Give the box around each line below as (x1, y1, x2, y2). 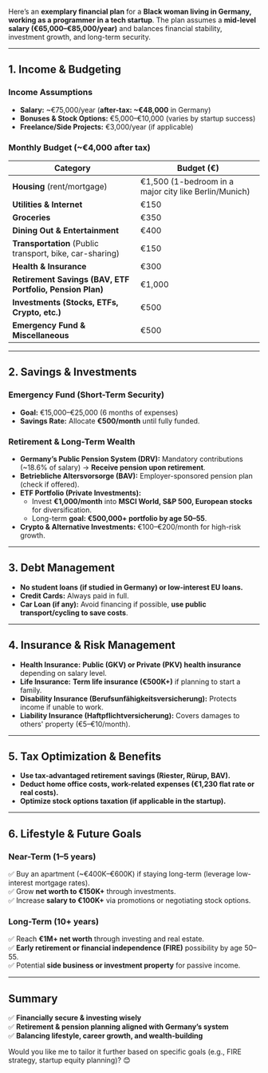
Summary (8, 992, 58, 1005)
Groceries (12, 212, 51, 223)
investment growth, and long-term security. (8, 32, 152, 42)
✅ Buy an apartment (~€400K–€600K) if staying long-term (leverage (8, 869, 235, 879)
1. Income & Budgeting (8, 63, 122, 77)
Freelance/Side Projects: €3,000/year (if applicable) (19, 121, 194, 131)
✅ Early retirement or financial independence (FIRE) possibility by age (8, 943, 243, 953)
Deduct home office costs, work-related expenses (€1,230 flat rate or (19, 779, 255, 789)
